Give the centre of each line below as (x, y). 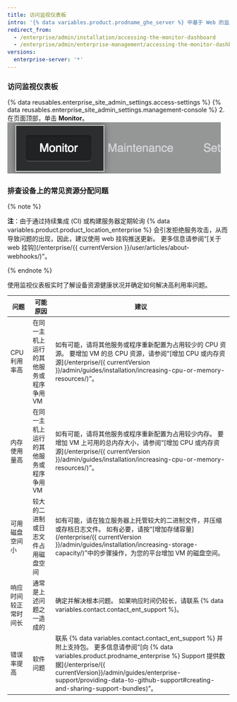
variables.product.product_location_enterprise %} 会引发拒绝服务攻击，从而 (117, 230)
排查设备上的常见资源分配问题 (58, 191)
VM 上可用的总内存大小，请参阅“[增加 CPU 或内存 (141, 443)
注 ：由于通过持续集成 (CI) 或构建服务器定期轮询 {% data (89, 221)
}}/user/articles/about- (157, 248)
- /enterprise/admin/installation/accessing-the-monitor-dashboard (115, 37)
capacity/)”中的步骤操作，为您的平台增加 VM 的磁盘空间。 (140, 553)
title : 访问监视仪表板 (37, 15)
